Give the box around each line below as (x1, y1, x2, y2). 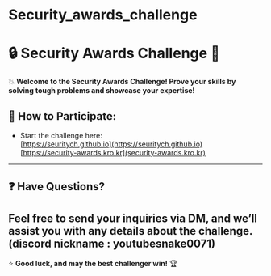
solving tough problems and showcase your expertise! (8, 86, 195, 96)
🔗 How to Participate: (8, 109, 117, 123)
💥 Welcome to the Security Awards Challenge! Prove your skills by (8, 77, 236, 87)
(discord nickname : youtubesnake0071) (8, 236, 216, 250)
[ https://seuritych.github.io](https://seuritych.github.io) (19, 139, 203, 149)
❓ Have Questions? (8, 180, 106, 193)
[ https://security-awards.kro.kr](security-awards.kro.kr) (19, 147, 206, 157)
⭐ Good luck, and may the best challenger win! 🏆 (8, 259, 177, 269)
